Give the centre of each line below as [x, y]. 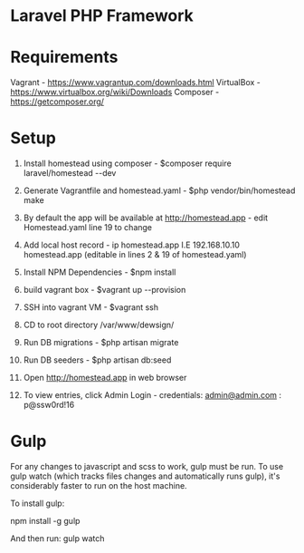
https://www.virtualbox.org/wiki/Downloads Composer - [115, 92]
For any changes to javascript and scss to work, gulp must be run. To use [147, 466]
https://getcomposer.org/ [57, 102]
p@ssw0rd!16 [49, 405]
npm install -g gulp [45, 521]
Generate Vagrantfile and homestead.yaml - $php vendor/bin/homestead [159, 190]
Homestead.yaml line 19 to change [88, 228]
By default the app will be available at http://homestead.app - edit [146, 218]
